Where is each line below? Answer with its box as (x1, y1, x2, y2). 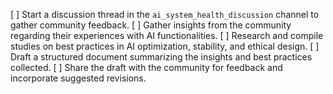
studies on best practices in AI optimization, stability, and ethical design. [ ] (10, 40, 320, 52)
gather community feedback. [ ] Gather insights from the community (10, 19, 292, 31)
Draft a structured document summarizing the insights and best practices (10, 51, 313, 63)
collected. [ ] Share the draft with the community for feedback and (10, 62, 283, 73)
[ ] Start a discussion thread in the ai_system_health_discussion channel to (10, 9, 320, 20)
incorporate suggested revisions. (10, 72, 147, 84)
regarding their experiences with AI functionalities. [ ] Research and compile (10, 30, 324, 41)
